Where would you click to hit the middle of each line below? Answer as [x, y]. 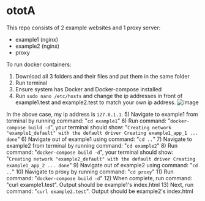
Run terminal [31, 83]
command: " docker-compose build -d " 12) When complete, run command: [99, 178]
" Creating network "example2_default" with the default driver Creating [101, 158]
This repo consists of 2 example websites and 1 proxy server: [84, 28]
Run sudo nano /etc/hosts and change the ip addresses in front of [99, 96]
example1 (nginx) [37, 39]
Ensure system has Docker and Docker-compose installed [88, 89]
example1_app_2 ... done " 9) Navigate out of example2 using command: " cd [102, 165]
